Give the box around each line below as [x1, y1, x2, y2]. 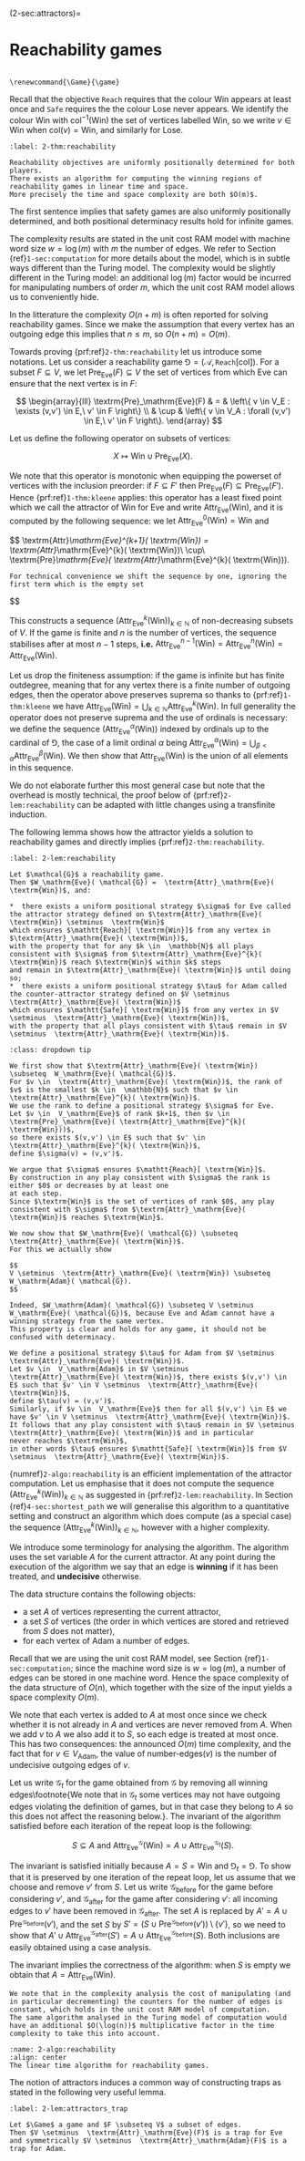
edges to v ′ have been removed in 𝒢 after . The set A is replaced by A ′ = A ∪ [9, 1905, 289, 1918]
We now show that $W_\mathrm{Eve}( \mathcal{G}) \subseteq [9, 1228, 239, 1238]
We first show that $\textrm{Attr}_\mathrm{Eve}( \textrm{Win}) [9, 1061, 259, 1070]
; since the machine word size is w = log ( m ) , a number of [70, 1662, 287, 1673]
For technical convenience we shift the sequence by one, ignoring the [9, 572, 287, 582]
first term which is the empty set [9, 580, 145, 589]
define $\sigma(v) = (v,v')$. [9, 1149, 125, 1158]
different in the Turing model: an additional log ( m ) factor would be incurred [9, 272, 291, 283]
